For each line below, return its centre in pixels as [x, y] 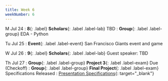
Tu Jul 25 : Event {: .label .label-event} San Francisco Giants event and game [84, 43]
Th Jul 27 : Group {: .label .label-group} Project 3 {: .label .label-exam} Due [82, 63]
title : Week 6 [20, 10]
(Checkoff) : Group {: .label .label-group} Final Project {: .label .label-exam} [82, 68]
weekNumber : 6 [20, 14]
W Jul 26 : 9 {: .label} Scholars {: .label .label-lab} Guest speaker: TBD [77, 53]
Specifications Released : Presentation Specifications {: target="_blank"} [80, 73]
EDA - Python [34, 34]
